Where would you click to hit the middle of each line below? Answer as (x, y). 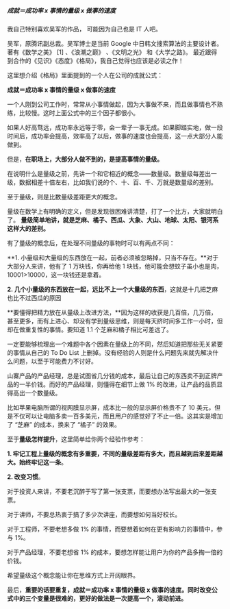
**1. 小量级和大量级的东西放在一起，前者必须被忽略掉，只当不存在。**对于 (113, 258)
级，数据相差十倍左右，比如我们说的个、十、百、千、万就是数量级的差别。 (112, 182)
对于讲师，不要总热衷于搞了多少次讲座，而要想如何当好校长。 (94, 514)
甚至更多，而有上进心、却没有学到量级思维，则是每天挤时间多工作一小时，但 (115, 321)
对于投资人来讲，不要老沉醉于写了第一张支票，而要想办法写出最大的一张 (109, 491)
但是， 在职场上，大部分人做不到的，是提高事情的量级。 (85, 159)
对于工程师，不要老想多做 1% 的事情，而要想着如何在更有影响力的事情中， (112, 529)
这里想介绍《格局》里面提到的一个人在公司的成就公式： (85, 75)
